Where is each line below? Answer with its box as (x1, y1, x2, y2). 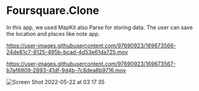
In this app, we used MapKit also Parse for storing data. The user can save (6, 24, 193, 31)
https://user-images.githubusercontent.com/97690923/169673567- (6, 60, 176, 67)
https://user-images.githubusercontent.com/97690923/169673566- (6, 42, 176, 49)
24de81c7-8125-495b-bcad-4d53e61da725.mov (6, 48, 128, 55)
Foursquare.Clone (6, 4, 99, 18)
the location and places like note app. (6, 30, 100, 37)
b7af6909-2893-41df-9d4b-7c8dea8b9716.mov (6, 66, 127, 73)
